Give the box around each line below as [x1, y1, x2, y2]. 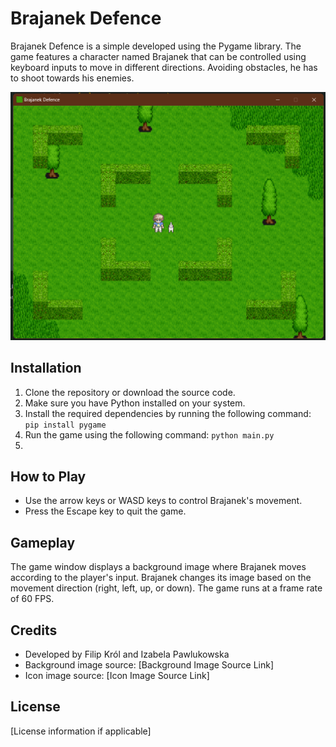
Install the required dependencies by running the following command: [24, 407, 312, 419]
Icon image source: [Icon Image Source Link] [24, 670, 210, 682]
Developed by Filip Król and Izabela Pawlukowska [24, 648, 230, 661]
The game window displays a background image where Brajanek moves [10, 561, 307, 573]
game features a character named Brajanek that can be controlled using [10, 50, 307, 62]
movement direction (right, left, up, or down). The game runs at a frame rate [10, 582, 323, 594]
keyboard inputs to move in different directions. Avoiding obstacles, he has [10, 61, 318, 73]
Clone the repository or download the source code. [24, 386, 236, 398]
